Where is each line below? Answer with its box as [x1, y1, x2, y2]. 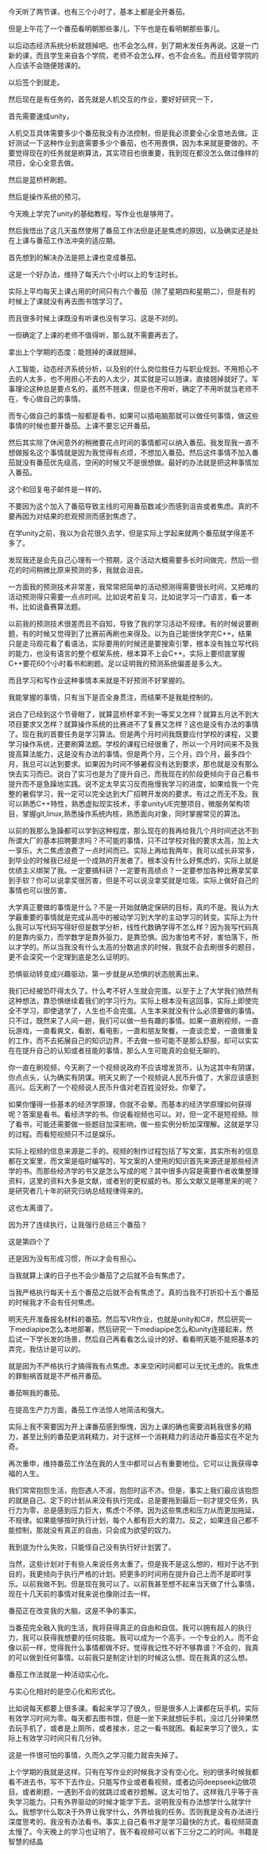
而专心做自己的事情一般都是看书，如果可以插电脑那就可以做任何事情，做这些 [8, 411, 259, 420]
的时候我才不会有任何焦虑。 [8, 1298, 99, 1307]
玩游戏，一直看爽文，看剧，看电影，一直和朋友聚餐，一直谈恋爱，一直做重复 [8, 1026, 259, 1035]
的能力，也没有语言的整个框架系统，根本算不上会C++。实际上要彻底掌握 [8, 649, 246, 658]
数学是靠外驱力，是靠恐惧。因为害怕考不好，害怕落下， [70, 932, 252, 942]
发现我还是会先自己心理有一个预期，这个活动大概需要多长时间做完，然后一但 [8, 556, 259, 564]
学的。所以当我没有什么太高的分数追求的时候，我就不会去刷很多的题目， [21, 943, 259, 951]
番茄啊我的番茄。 [8, 1388, 64, 1397]
